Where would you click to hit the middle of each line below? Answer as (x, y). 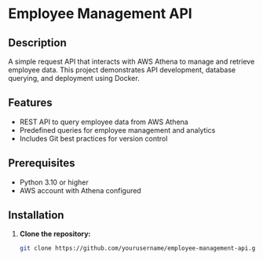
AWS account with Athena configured (80, 190)
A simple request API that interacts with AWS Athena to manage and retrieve (131, 61)
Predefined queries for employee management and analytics (117, 130)
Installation (36, 216)
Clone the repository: (55, 234)
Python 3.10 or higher (54, 182)
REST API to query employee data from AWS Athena (104, 122)
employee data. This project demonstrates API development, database (122, 70)
